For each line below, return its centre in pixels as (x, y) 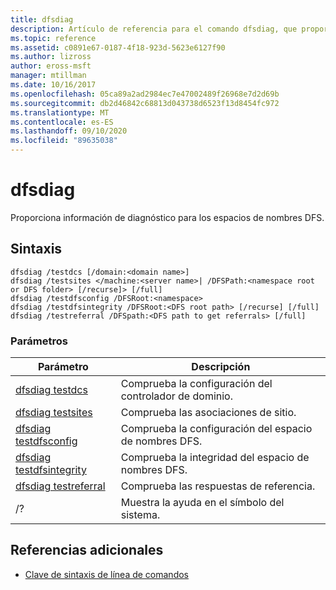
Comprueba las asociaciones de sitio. (208, 413)
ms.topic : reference (53, 38)
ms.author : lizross (51, 57)
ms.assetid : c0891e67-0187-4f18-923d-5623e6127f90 (118, 47)
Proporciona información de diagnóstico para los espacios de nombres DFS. (167, 217)
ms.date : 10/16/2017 (53, 85)
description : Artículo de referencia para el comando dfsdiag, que (154, 29)
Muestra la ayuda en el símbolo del (202, 503)
